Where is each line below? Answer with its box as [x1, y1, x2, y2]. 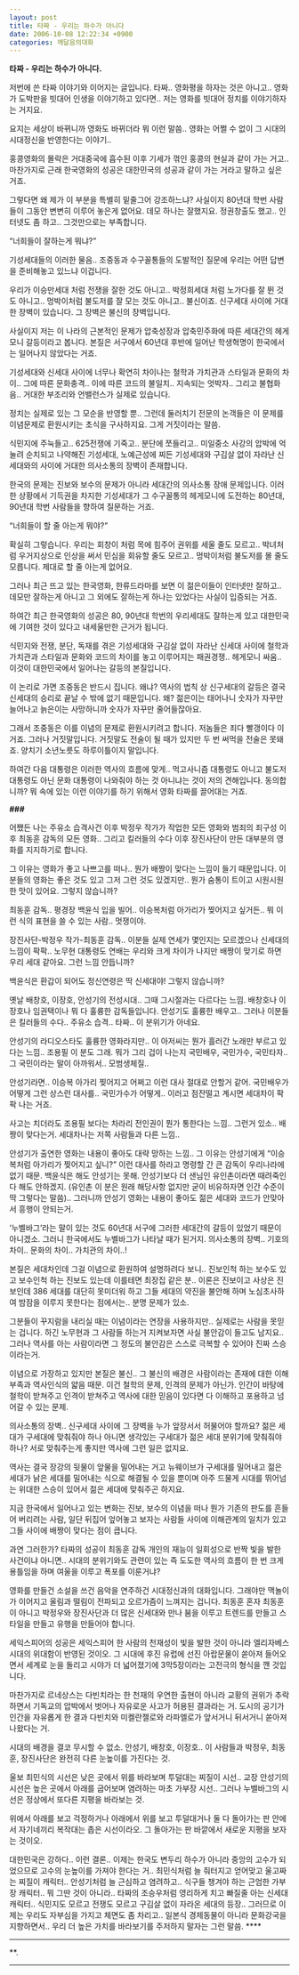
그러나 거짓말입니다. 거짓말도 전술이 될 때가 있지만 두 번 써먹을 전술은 [28, 734, 268, 745]
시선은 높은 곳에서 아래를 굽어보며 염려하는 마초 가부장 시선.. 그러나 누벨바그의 [9, 1783, 280, 1794]
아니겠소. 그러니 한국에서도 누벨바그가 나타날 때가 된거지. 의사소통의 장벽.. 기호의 [9, 1234, 289, 1245]
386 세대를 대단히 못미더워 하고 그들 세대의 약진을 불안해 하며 [32, 1286, 247, 1297]
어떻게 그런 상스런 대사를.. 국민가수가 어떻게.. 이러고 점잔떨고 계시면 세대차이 [9, 1088, 275, 1099]
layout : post [9, 12, 58, 22]
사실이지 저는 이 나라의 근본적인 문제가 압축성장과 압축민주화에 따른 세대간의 [9, 326, 273, 336]
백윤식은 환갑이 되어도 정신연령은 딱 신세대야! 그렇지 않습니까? [9, 976, 225, 987]
